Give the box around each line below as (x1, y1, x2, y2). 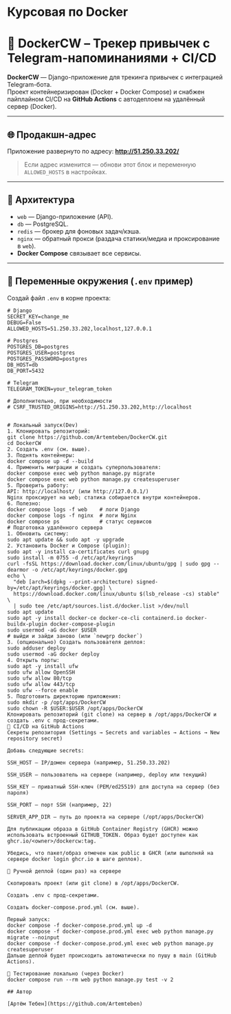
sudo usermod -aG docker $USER (7, 626, 97, 634)
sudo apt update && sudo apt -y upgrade (7, 536, 125, 543)
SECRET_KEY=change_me (7, 313, 69, 320)
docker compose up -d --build (7, 457, 94, 465)
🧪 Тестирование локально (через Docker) (7, 970, 125, 977)
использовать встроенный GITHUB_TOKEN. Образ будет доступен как (7, 831, 198, 838)
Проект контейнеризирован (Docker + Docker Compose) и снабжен (7, 87, 205, 96)
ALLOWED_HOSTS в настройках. (23, 167, 107, 176)
